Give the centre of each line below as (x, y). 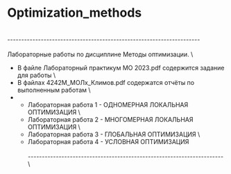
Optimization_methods (75, 13)
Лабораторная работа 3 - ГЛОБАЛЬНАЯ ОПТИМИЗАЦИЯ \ (114, 134)
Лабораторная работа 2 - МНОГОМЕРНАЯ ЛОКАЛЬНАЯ (110, 119)
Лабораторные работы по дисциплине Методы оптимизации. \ (100, 54)
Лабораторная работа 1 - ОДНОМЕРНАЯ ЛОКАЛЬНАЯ (108, 104)
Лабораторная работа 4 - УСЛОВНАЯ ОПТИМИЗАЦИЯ (108, 141)
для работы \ (36, 75)
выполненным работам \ (54, 90)
